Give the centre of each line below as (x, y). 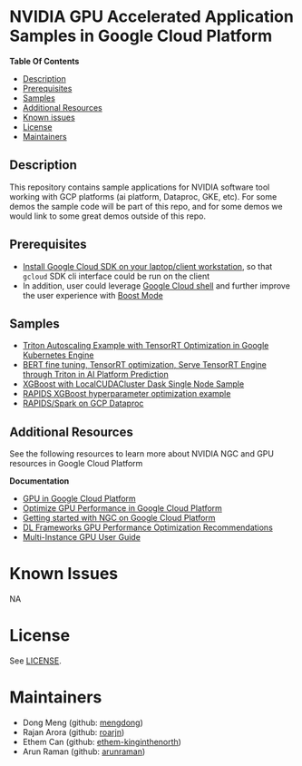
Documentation (39, 481)
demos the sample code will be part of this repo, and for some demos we (146, 206)
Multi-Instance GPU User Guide (81, 537)
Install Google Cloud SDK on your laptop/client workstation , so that (147, 266)
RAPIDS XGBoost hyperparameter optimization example (127, 394)
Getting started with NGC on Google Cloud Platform (119, 518)
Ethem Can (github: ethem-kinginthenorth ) (102, 742)
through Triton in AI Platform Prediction (96, 375)
